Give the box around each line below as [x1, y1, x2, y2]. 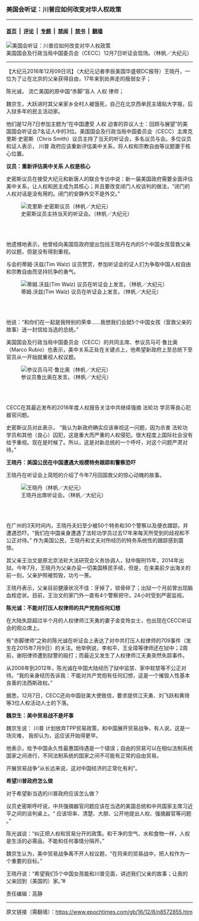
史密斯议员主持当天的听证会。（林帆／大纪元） [21, 210, 133, 217]
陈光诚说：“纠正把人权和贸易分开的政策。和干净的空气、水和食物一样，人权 [6, 830, 191, 837]
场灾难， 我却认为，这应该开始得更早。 [6, 732, 101, 739]
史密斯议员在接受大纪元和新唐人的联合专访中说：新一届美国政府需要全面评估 [6, 175, 193, 182]
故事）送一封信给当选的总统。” [6, 325, 79, 333]
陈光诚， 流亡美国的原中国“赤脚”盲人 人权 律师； [6, 87, 124, 94]
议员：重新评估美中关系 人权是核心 [6, 162, 91, 170]
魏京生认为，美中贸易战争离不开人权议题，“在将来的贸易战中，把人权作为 [6, 850, 185, 857]
